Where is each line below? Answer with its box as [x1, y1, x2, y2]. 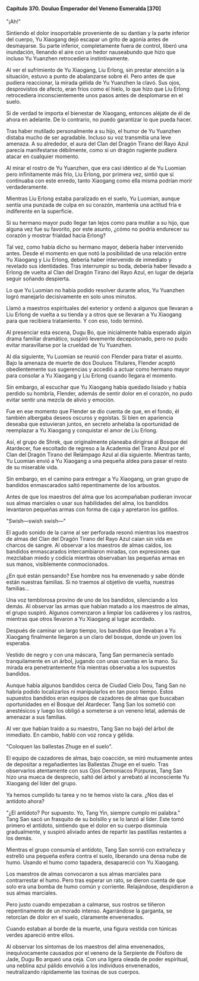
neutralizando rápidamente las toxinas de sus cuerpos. [6, 968, 141, 976]
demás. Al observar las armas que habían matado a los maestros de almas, [6, 603, 190, 610]
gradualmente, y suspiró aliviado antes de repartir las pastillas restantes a [6, 828, 187, 835]
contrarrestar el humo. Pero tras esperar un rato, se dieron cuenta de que [6, 877, 186, 884]
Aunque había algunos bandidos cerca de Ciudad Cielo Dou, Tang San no [6, 682, 186, 689]
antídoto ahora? [6, 798, 45, 805]
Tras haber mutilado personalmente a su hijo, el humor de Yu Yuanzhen [6, 128, 181, 135]
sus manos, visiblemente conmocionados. [6, 561, 109, 568]
